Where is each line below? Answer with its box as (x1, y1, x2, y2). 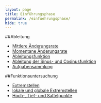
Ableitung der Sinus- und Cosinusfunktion (12, 59, 96, 64)
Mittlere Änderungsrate (12, 43, 59, 49)
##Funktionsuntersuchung (5, 73, 58, 79)
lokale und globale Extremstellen (12, 88, 78, 93)
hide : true (5, 20, 27, 26)
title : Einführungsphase (5, 12, 55, 16)
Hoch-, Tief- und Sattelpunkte (12, 93, 72, 99)
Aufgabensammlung (12, 64, 53, 70)
